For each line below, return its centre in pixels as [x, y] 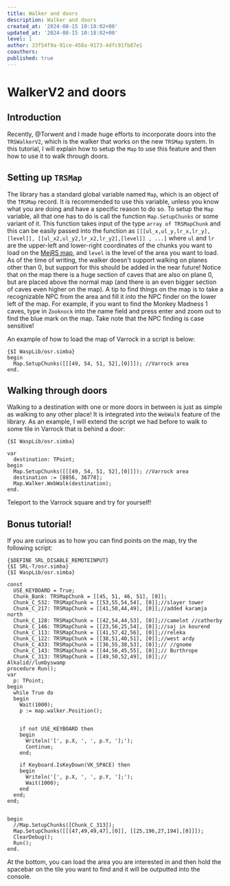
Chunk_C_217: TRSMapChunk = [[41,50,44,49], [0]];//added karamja [110, 609]
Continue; [39, 747]
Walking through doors [57, 390]
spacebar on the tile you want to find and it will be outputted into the [104, 870]
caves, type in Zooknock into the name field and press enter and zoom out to [114, 311]
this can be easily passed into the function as [71, 230]
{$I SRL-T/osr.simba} [38, 567]
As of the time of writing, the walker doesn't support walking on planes [107, 260]
